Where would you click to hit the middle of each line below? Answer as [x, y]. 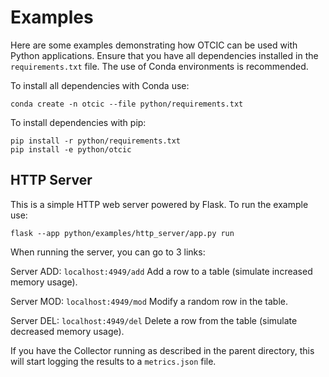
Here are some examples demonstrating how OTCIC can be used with [154, 45]
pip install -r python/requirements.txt [96, 141]
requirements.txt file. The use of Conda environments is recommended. [159, 66]
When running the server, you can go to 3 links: [108, 252]
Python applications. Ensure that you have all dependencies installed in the [164, 55]
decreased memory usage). [67, 331]
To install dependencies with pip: [78, 122]
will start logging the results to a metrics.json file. [113, 361]
